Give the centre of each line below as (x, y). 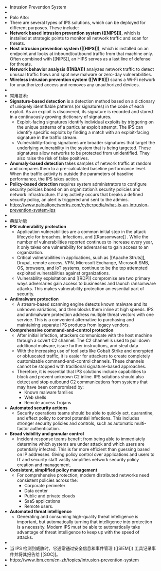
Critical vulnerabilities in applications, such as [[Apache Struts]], (81, 257)
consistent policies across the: (47, 480)
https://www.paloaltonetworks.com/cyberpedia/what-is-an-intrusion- (79, 205)
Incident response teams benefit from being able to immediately (81, 439)
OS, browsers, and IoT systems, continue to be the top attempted (82, 268)
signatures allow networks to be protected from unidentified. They (83, 153)
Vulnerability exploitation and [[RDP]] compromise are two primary (84, 278)
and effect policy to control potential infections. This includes (78, 418)
